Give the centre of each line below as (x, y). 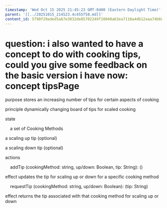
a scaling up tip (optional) (31, 138)
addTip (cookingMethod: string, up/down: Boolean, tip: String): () (76, 167)
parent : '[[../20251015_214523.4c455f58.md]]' (54, 14)
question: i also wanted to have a (74, 44)
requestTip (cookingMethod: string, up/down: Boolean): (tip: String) (79, 187)
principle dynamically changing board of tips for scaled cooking (70, 109)
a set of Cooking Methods (37, 129)
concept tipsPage (42, 86)
